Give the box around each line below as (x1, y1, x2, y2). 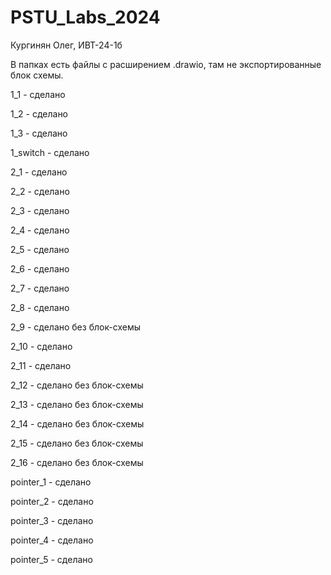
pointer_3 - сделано (10, 514, 94, 526)
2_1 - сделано (10, 166, 68, 178)
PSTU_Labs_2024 (10, 6, 161, 29)
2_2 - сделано (10, 185, 70, 197)
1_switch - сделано (10, 146, 90, 158)
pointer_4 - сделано (10, 534, 94, 546)
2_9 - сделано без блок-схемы (10, 321, 142, 333)
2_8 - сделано (10, 301, 70, 313)
